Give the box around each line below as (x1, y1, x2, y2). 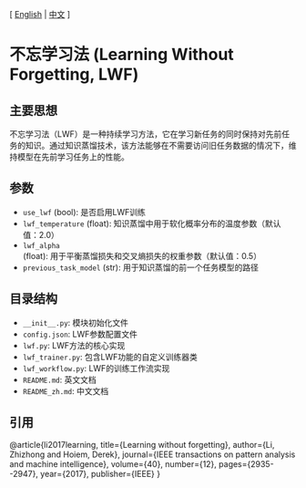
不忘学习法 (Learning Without (9, 45, 234, 65)
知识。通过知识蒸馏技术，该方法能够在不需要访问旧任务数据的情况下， (25, 140, 289, 151)
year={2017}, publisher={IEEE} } (40, 469, 161, 480)
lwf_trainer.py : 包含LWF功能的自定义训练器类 (22, 351, 198, 362)
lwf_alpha (22, 241, 61, 250)
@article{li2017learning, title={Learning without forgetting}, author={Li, (9, 440, 275, 451)
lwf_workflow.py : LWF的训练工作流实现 (22, 362, 170, 373)
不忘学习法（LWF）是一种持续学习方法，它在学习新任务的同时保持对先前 (9, 129, 282, 140)
